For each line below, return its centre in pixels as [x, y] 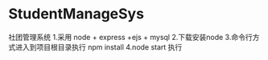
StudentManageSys [76, 14]
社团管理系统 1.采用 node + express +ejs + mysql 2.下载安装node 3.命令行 [130, 37]
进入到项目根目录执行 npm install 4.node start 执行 [99, 47]
